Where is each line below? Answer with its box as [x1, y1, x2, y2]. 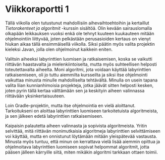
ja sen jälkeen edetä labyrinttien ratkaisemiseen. [5, 113, 104, 119]
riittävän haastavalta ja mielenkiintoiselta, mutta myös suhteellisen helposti [5, 61, 157, 67]
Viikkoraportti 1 [5, 3, 69, 15]
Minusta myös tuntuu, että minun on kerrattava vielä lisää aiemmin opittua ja [5, 138, 160, 145]
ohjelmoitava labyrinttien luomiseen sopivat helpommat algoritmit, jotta [5, 144, 150, 150]
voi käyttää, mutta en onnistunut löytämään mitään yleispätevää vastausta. [5, 133, 158, 139]
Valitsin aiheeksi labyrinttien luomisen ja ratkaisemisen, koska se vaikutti [5, 56, 153, 62]
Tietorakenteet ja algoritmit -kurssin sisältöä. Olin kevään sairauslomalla [5, 25, 152, 31]
